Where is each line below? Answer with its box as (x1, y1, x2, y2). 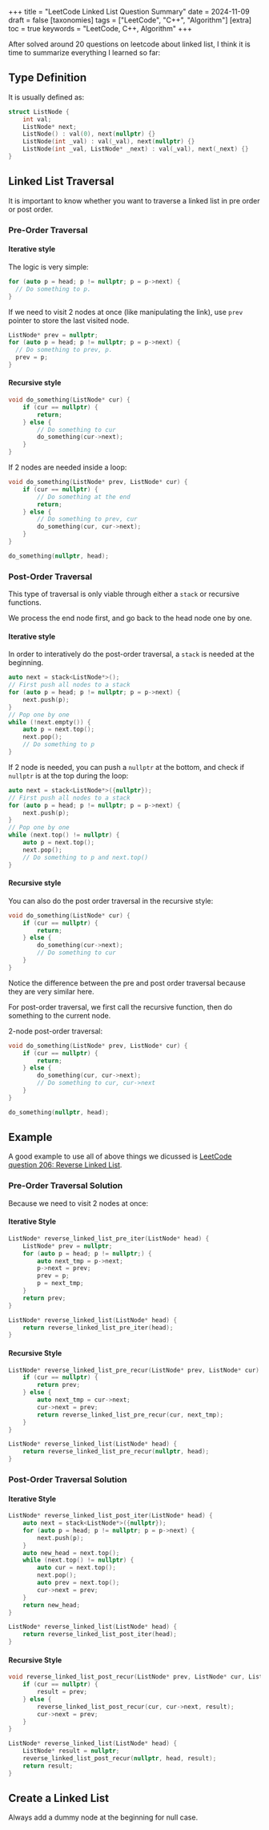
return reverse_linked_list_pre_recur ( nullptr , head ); (22, 1448, 210, 1456)
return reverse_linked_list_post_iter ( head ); (22, 1630, 178, 1639)
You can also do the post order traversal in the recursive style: (8, 896, 214, 905)
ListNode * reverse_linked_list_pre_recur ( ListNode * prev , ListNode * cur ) (8, 1366, 260, 1374)
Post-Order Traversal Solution (8, 1473, 128, 1485)
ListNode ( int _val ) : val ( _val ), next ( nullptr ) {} (22, 138, 195, 146)
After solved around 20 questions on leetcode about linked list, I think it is (8, 39, 251, 49)
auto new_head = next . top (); (22, 1549, 120, 1557)
